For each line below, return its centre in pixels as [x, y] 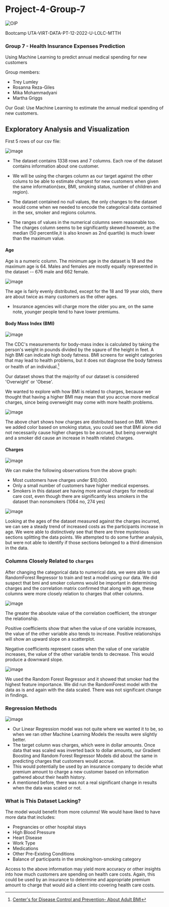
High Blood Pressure [34, 832]
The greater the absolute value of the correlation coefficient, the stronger [81, 613]
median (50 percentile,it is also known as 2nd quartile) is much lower [84, 233]
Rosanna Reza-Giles [33, 87]
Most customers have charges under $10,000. [60, 480]
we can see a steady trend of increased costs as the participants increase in [84, 527]
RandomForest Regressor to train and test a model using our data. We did [81, 577]
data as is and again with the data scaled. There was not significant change [83, 690]
